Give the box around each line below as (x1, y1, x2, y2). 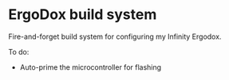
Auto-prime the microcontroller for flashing (19, 62, 162, 72)
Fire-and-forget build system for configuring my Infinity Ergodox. (8, 32, 222, 41)
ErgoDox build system (8, 6, 157, 24)
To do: (8, 47, 30, 56)
